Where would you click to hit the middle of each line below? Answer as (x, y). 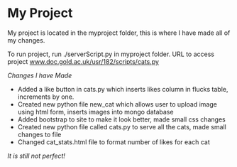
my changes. (26, 40)
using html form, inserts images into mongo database (95, 112)
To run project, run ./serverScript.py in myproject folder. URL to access (111, 54)
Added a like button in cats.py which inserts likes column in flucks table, (123, 89)
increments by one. (46, 97)
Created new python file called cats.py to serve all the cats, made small (122, 126)
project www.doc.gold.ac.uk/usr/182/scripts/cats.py (83, 61)
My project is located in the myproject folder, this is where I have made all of (119, 33)
